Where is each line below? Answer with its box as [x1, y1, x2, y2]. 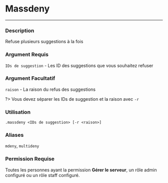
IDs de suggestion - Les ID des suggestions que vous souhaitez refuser [5, 62, 153, 68]
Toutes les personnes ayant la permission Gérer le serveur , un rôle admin [5, 166, 157, 173]
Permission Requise [5, 155, 55, 162]
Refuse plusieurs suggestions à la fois [5, 39, 83, 45]
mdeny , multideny [5, 143, 39, 149]
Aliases [5, 131, 24, 138]
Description [5, 27, 34, 34]
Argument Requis [5, 51, 49, 58]
